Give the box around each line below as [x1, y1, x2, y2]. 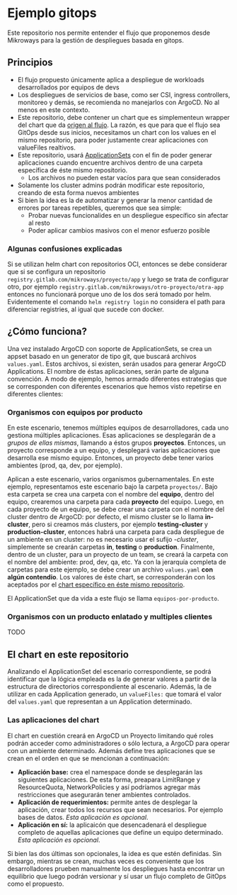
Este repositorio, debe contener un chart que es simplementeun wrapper [17, 113, 230, 121]
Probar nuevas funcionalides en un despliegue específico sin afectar [28, 211, 229, 219]
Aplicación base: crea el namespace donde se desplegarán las [17, 767, 203, 776]
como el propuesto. [7, 879, 64, 888]
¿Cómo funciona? [7, 326, 87, 338]
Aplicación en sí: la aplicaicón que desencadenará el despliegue [17, 821, 207, 829]
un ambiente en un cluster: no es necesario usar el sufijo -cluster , [7, 535, 199, 544]
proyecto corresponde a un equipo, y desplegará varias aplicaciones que [7, 446, 221, 455]
